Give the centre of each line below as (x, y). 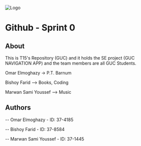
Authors (18, 108)
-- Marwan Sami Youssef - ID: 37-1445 (45, 139)
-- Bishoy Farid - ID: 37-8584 (35, 129)
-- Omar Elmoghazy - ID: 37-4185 (39, 120)
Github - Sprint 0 (40, 28)
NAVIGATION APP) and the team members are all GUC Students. (71, 63)
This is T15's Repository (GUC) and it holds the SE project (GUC (70, 58)
